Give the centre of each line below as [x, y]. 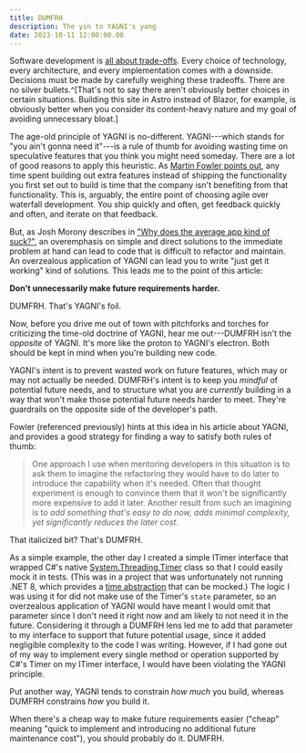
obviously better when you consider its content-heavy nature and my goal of [153, 110]
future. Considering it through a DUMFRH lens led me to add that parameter [151, 625]
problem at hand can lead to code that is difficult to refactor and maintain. [148, 251]
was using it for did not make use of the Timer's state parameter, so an [143, 596]
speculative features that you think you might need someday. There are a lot [153, 156]
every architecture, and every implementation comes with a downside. [141, 70]
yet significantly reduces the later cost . [105, 522]
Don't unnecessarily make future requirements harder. [115, 288]
